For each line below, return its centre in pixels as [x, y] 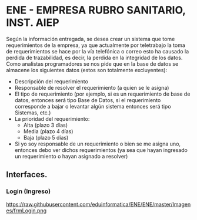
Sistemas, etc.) [33, 113]
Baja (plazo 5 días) [46, 137]
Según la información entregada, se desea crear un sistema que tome [91, 39]
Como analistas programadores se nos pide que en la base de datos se [92, 64]
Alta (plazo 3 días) [45, 125]
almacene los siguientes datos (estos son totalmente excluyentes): [87, 70]
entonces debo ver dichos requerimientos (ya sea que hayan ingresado [101, 150]
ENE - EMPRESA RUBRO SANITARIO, [96, 10]
